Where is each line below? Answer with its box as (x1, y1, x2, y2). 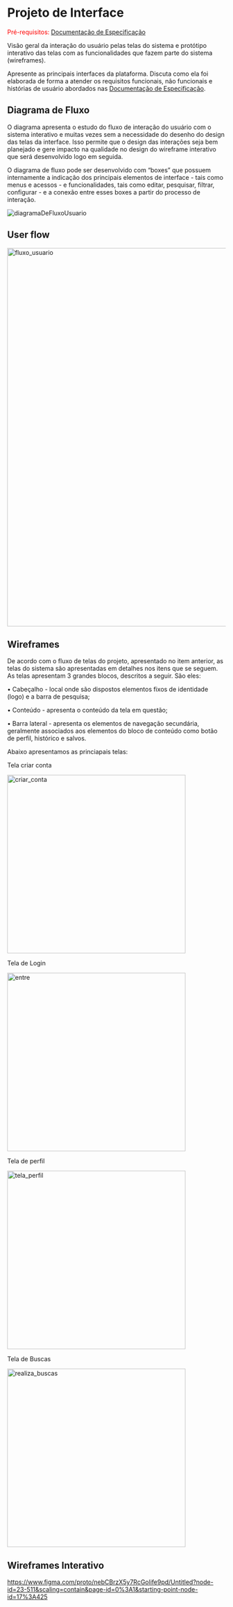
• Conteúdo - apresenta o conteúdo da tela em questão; (7, 706, 168, 715)
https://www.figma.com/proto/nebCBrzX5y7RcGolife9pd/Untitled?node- (7, 1578, 214, 1586)
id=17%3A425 (7, 1592, 48, 1601)
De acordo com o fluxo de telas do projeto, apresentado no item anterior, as (7, 657, 224, 665)
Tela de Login (7, 959, 46, 967)
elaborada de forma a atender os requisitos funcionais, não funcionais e (7, 76, 213, 85)
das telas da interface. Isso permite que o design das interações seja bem (7, 138, 218, 146)
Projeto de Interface (7, 5, 124, 21)
